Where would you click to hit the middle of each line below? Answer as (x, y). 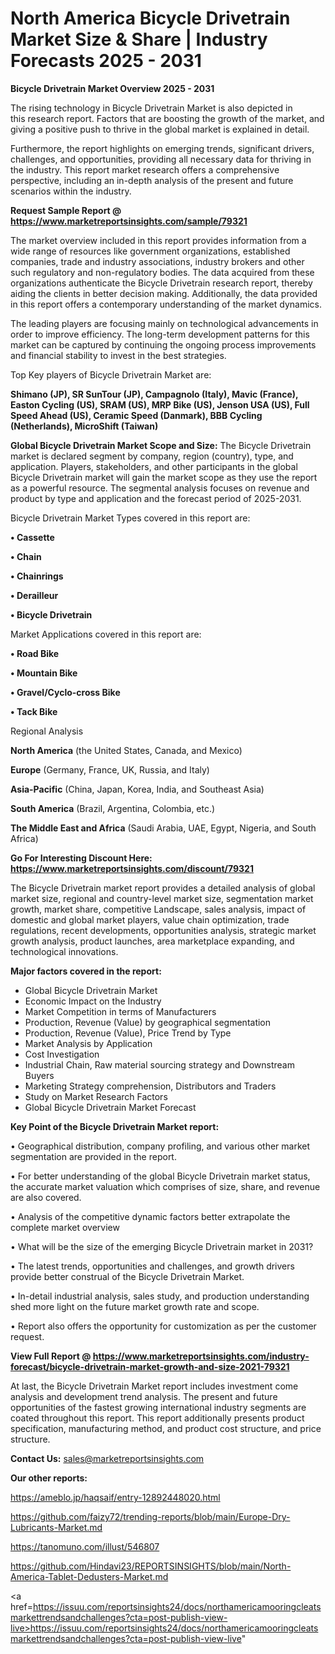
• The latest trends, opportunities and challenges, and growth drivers (152, 1266)
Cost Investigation (62, 1054)
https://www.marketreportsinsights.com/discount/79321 (132, 868)
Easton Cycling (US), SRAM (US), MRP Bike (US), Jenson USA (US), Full (160, 404)
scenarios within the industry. (71, 191)
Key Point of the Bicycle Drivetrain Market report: (115, 1126)
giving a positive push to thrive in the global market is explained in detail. (160, 129)
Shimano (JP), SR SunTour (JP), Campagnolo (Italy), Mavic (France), (154, 394)
